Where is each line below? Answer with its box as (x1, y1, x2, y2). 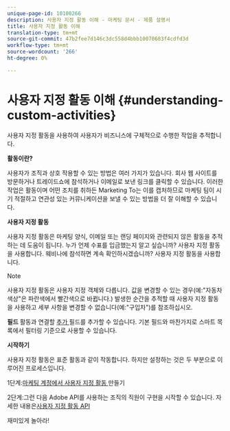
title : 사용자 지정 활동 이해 (7, 23, 81, 30)
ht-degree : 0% (7, 55, 48, 62)
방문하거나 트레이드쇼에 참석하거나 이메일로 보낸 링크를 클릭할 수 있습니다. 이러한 (7, 177, 224, 185)
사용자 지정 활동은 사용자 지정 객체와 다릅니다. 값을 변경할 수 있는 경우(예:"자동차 (7, 286, 222, 294)
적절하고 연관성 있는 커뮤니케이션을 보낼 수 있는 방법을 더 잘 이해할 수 (14, 194, 199, 202)
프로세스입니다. (25, 364, 67, 372)
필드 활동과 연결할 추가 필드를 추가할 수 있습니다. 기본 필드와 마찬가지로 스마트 (7, 317, 216, 326)
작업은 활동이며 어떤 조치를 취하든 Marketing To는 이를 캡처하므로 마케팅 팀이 (7, 186, 215, 194)
